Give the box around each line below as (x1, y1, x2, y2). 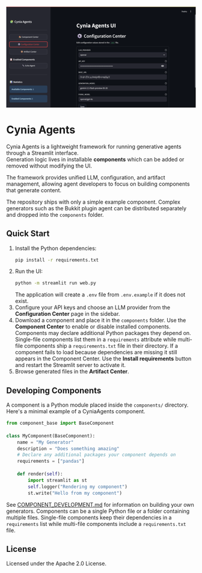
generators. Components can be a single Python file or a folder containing (6, 507, 190, 515)
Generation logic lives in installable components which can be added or (6, 155, 185, 163)
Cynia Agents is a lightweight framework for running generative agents (6, 143, 182, 150)
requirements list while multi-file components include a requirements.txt (6, 520, 186, 527)
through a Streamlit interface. (6, 149, 79, 157)
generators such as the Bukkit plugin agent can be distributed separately (6, 204, 187, 211)
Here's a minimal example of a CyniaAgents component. (6, 408, 145, 415)
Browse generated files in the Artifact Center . (14, 368, 129, 375)
